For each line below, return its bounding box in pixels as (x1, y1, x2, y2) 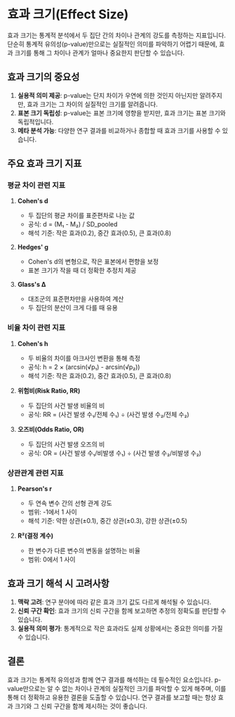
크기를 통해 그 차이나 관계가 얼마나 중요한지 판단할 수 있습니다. (14, 49, 185, 57)
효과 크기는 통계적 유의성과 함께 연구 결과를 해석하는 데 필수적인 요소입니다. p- (7, 676, 222, 684)
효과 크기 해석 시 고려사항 (7, 578, 110, 590)
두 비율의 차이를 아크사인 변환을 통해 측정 (27, 354, 141, 362)
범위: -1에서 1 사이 (27, 508, 77, 517)
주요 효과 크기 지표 (7, 157, 82, 169)
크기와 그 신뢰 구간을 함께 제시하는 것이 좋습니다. (14, 702, 147, 710)
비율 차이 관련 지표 (7, 323, 66, 332)
